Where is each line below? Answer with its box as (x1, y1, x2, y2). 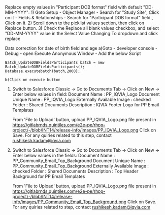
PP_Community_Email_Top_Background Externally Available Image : (12, 163, 149, 169)
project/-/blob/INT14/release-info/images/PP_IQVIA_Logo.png (12, 127, 139, 133)
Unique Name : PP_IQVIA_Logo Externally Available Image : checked (12, 96, 151, 102)
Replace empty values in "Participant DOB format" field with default (5, 4, 142, 10)
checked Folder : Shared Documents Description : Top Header (12, 168, 139, 174)
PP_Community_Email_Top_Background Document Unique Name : (12, 158, 146, 164)
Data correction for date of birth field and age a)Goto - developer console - (5, 45, 158, 51)
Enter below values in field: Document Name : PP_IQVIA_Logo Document (12, 91, 160, 97)
